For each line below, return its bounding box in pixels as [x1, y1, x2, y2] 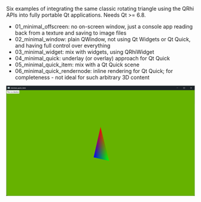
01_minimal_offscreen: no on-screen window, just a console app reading [14, 23, 193, 30]
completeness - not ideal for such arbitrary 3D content [14, 74, 150, 81]
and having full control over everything [14, 42, 111, 49]
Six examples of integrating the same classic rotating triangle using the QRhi [6, 5, 194, 12]
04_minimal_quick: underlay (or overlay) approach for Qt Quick [14, 55, 170, 62]
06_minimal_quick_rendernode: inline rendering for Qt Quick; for [14, 68, 173, 74]
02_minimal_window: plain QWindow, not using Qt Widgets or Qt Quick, [14, 36, 191, 42]
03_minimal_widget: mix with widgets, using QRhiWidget [14, 48, 154, 56]
